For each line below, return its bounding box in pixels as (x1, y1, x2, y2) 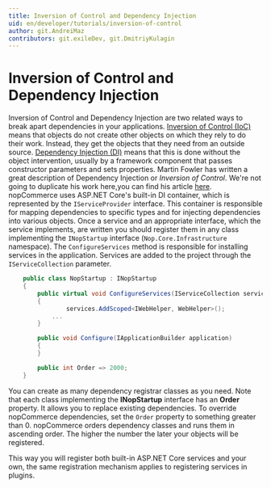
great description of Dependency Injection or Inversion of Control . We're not (8, 173, 262, 183)
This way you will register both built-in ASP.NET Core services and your (8, 453, 247, 463)
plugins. (8, 470, 35, 480)
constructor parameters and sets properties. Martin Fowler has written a (8, 165, 248, 175)
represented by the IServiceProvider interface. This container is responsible (8, 199, 263, 208)
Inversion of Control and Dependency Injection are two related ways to (8, 113, 244, 123)
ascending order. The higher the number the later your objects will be (8, 429, 240, 439)
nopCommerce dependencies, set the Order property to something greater (8, 411, 256, 421)
